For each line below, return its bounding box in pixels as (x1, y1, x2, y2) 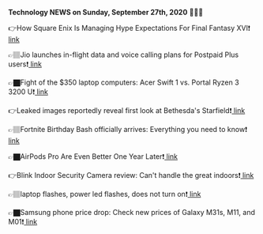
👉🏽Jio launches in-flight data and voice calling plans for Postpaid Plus (8, 50, 239, 59)
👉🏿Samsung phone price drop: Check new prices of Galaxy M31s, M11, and (8, 208, 255, 217)
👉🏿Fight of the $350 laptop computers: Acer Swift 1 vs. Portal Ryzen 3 (8, 77, 239, 87)
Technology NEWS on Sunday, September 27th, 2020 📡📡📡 (8, 8, 204, 17)
